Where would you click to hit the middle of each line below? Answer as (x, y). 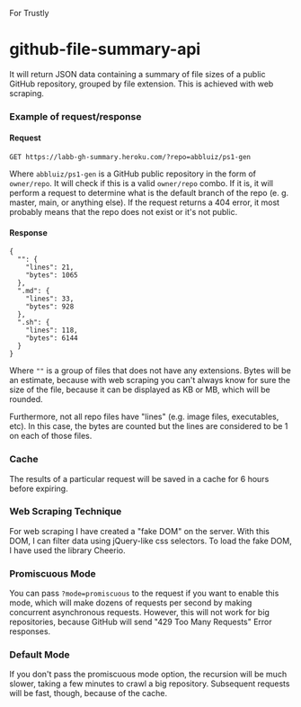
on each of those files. (51, 436)
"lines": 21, (50, 268)
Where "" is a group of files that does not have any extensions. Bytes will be (150, 371)
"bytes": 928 (50, 307)
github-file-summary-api (105, 49)
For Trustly (29, 13)
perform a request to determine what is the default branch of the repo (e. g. (149, 193)
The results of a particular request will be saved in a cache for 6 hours (139, 479)
